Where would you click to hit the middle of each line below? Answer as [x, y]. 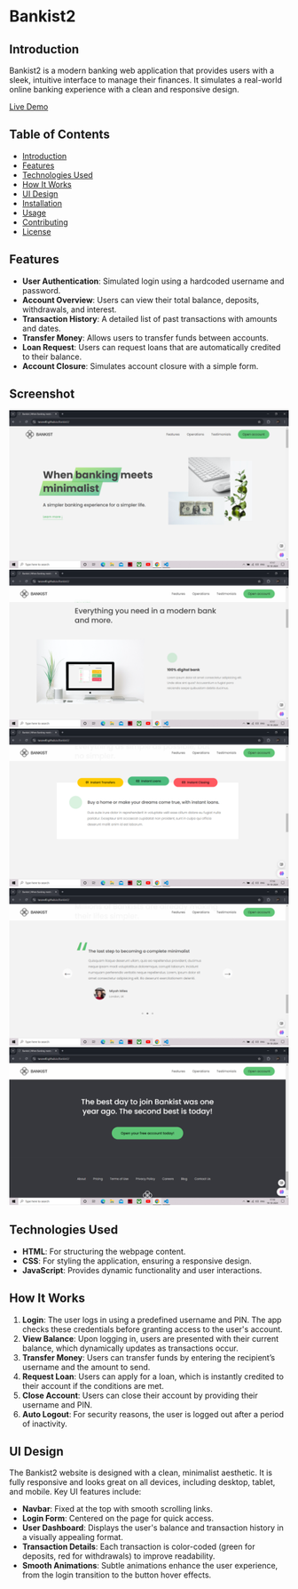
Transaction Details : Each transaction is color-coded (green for [138, 1547]
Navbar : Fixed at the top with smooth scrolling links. [117, 1509]
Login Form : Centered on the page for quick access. [118, 1519]
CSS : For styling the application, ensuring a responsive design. [137, 1261]
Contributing [45, 222]
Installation [42, 203]
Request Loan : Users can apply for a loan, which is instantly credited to [153, 1376]
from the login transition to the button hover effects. [117, 1575]
